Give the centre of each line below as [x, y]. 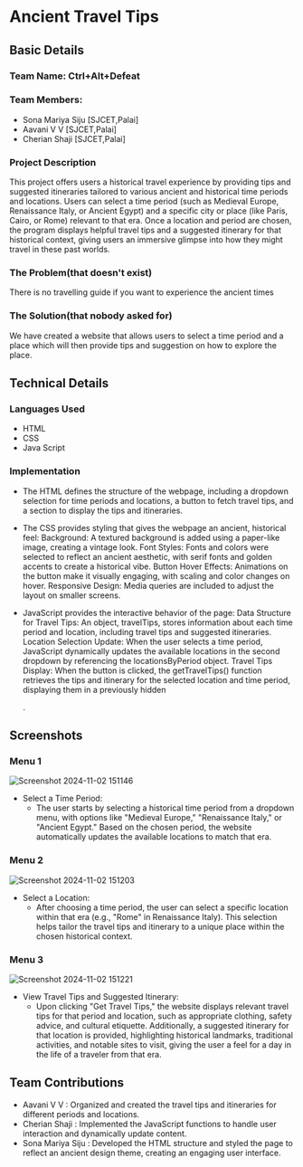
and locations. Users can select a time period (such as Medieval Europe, [144, 202]
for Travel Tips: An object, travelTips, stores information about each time [157, 622]
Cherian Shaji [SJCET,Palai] [74, 138]
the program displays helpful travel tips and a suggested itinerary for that [146, 230]
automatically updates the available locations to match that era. [154, 837]
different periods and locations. [81, 1114]
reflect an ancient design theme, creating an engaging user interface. [152, 1153]
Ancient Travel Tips [85, 17]
